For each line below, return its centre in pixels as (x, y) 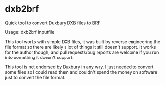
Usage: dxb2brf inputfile (30, 32)
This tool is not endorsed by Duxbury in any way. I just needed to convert (79, 67)
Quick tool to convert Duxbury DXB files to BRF (53, 23)
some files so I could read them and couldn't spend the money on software (81, 72)
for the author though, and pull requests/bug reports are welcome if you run (82, 52)
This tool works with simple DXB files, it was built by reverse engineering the (83, 42)
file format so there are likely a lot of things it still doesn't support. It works (81, 47)
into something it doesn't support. (39, 57)
